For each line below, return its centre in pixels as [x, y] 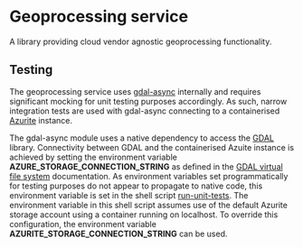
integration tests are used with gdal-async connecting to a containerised [145, 111]
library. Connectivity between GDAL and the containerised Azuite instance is [152, 147]
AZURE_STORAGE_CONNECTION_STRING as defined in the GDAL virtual [146, 166]
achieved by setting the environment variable [94, 157]
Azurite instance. [41, 120]
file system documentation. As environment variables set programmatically [149, 176]
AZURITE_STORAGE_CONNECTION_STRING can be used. [118, 233]
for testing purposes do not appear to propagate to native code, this [136, 186]
